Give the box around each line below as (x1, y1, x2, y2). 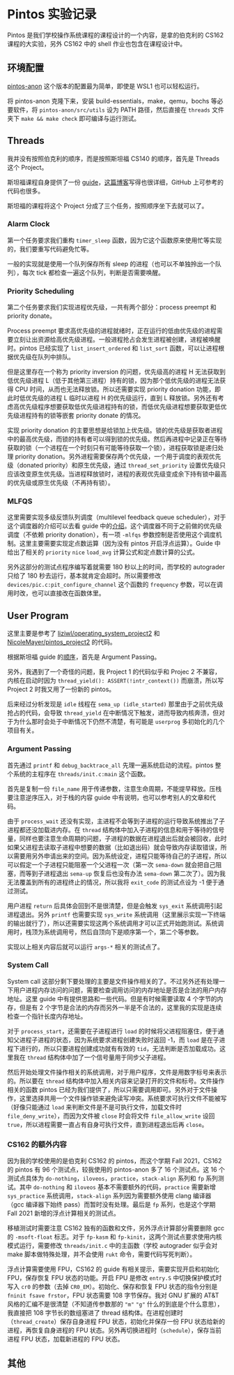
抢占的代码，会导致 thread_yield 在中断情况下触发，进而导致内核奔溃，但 (7, 708, 219, 717)
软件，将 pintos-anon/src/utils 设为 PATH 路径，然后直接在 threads (13, 106, 210, 114)
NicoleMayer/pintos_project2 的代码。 (7, 638, 116, 646)
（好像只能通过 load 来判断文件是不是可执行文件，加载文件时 (7, 1103, 182, 1111)
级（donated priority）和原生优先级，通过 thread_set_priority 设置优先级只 (7, 461, 226, 470)
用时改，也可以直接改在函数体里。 (7, 589, 105, 597)
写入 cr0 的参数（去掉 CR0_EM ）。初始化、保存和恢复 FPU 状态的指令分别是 (7, 1283, 218, 1291)
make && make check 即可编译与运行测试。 (20, 114, 141, 122)
